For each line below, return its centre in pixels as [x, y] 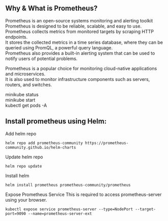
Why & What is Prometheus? [51, 8]
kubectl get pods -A [26, 105]
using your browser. [26, 200]
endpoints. [17, 37]
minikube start [20, 100]
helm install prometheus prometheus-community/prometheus [68, 185]
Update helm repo [24, 157]
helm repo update [24, 166]
